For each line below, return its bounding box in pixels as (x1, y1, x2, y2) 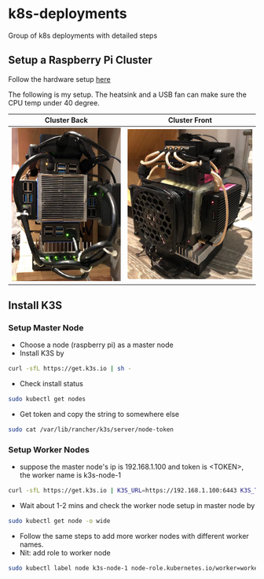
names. (19, 540, 44, 549)
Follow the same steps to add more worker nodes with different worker (19, 531, 249, 540)
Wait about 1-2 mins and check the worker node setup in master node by (19, 501, 255, 510)
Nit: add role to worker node (19, 548, 112, 557)
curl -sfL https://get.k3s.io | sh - (8, 365, 132, 373)
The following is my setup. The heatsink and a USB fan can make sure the (8, 90, 247, 99)
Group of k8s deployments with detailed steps (8, 31, 158, 40)
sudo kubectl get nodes (8, 395, 86, 404)
